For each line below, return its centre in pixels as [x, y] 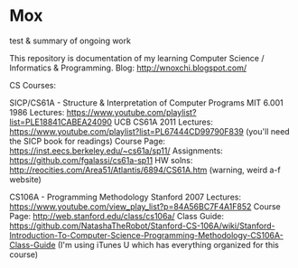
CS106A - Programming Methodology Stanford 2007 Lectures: [126, 197]
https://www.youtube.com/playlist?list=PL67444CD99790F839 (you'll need [150, 131]
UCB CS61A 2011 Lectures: [164, 122]
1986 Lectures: [37, 112]
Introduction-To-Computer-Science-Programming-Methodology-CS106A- [147, 235]
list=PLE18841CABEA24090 [61, 122]
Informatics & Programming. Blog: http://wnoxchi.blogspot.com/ [128, 68]
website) [26, 179]
